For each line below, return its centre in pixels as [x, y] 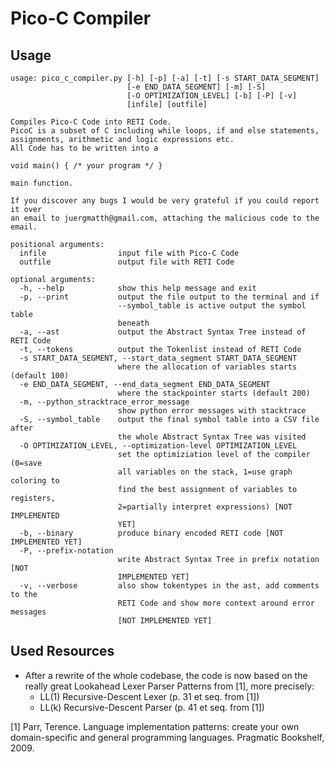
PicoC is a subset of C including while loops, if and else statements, [165, 131]
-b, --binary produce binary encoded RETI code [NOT [151, 533]
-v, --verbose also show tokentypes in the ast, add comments [169, 586]
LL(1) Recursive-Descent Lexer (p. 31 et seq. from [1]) [149, 696]
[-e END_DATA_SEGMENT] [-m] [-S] [196, 87]
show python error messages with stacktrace [212, 411]
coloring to [35, 481]
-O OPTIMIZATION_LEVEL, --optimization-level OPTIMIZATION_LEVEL [158, 446]
